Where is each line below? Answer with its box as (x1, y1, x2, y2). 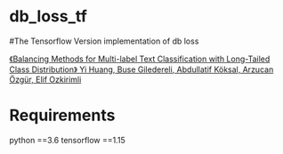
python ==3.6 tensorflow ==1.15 (9, 134, 126, 145)
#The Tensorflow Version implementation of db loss (9, 36, 199, 46)
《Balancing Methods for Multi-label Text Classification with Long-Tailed (9, 53, 271, 64)
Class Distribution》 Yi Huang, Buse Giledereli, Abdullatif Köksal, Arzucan (9, 64, 274, 75)
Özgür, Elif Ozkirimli (9, 74, 82, 85)
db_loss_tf (9, 6, 87, 27)
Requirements (9, 105, 116, 126)
